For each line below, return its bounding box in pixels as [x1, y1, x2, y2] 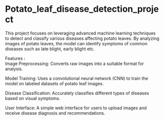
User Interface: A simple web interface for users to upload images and [5, 105, 147, 111]
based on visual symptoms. [5, 95, 60, 101]
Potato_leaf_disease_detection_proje [5, 3, 159, 15]
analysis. [5, 65, 23, 72]
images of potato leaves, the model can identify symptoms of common [5, 40, 148, 46]
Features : [5, 55, 25, 61]
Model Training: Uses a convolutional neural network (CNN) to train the [5, 75, 148, 81]
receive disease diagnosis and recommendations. [5, 110, 105, 116]
